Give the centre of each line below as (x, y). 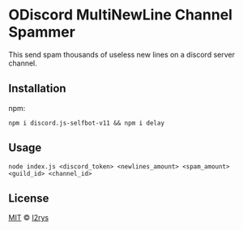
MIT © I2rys (29, 218)
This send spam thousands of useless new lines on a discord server (122, 54)
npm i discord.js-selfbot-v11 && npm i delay (86, 123)
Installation (37, 89)
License (29, 198)
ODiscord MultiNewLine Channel (121, 15)
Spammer (42, 32)
